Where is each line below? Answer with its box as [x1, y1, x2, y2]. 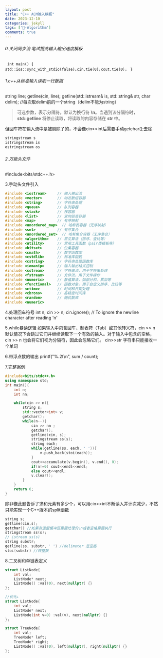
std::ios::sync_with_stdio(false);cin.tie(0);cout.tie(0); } [5, 67, 133, 72]
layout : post [5, 7, 32, 12]
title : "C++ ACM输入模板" [5, 12, 55, 17]
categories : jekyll [5, 20, 45, 26]
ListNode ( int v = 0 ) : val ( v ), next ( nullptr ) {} [14, 613, 108, 618]
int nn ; [14, 392, 29, 397]
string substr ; [5, 539, 36, 544]
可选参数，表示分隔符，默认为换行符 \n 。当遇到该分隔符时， [17, 109, 138, 115]
